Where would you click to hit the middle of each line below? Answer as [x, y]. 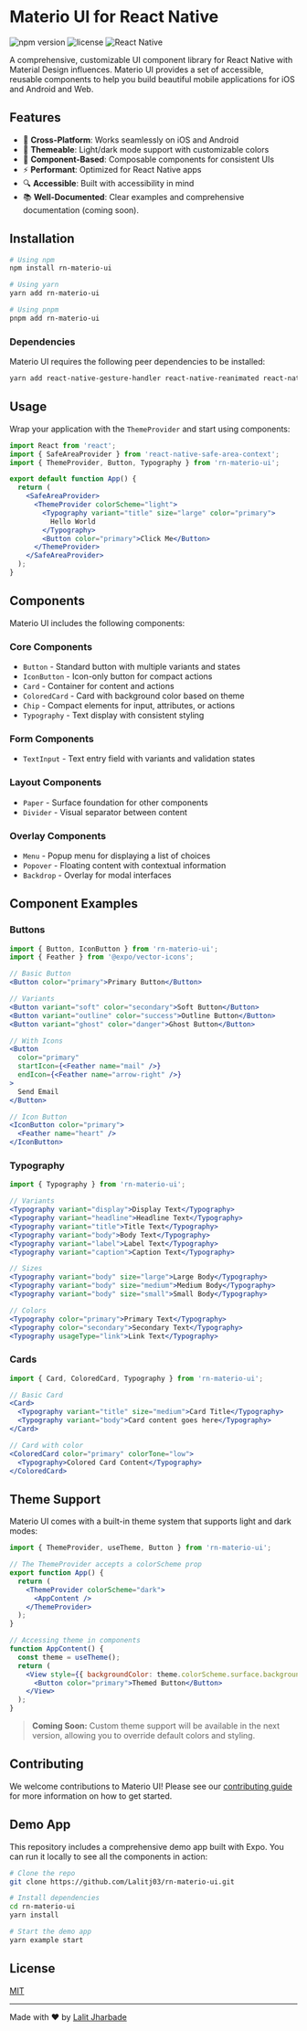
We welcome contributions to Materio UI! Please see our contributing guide [151, 1786]
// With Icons [37, 1041]
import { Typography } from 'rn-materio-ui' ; [97, 1185]
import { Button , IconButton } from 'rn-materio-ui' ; [114, 949]
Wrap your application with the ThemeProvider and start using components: [150, 429]
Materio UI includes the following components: [97, 622]
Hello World [73, 521]
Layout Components [56, 782]
